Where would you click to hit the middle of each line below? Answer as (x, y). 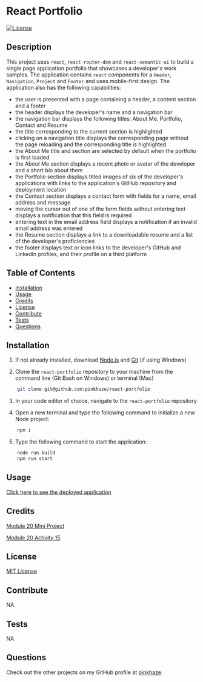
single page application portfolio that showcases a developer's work (92, 68)
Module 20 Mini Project (35, 525)
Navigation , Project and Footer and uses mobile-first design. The (88, 81)
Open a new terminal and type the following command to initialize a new (105, 413)
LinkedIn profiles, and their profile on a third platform (81, 254)
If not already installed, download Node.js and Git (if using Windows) (101, 360)
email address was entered (49, 228)
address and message (43, 202)
